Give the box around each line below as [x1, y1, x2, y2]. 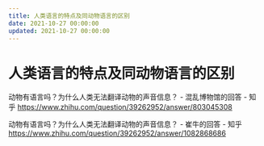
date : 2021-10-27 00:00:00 [8, 19, 99, 27]
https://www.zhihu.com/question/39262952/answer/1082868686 [8, 128, 226, 138]
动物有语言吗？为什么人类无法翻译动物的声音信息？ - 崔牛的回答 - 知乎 [8, 119, 242, 129]
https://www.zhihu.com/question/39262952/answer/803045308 [17, 102, 233, 112]
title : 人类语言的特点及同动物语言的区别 [8, 11, 131, 20]
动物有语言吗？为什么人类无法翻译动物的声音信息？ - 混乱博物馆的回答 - [8, 92, 248, 102]
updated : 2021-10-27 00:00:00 [8, 27, 111, 35]
